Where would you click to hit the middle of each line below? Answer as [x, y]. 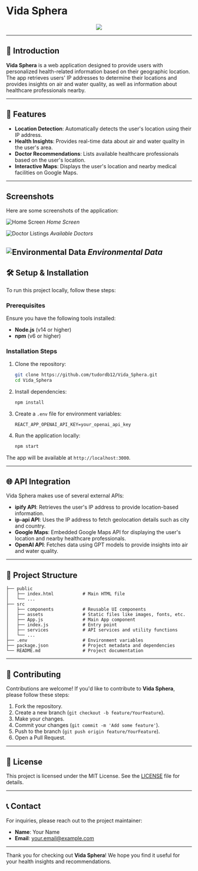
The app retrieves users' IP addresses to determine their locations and [92, 77]
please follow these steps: [38, 695]
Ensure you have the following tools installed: [61, 318]
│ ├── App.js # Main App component [71, 620]
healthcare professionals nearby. [46, 90]
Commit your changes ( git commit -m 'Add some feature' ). [87, 725]
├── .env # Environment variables [75, 641]
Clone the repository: [40, 364]
